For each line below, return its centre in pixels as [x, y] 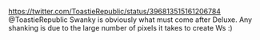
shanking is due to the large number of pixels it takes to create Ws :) [121, 28]
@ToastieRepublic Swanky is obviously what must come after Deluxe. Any [130, 20]
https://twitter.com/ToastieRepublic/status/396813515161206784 [115, 11]
